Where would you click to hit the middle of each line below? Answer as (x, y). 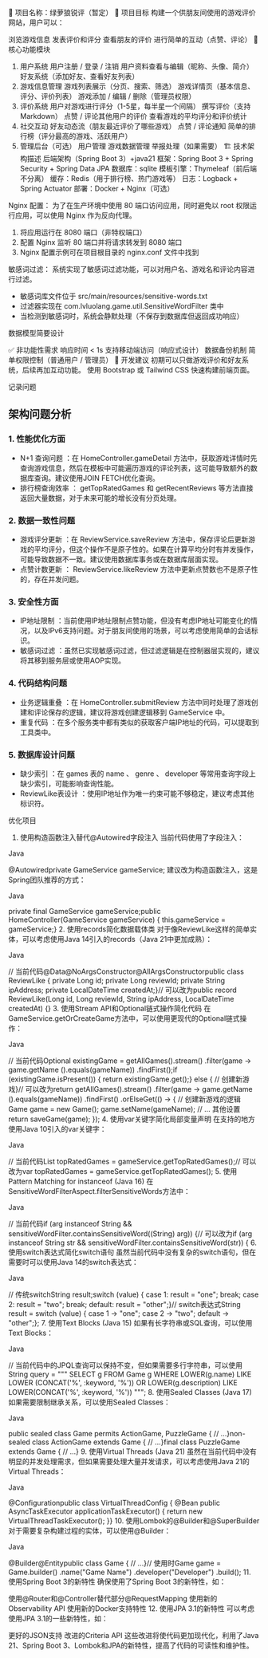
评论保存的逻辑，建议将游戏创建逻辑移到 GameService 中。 (132, 712)
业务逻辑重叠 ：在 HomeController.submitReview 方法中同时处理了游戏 (135, 702)
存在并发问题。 (59, 579)
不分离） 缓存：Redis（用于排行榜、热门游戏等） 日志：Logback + (129, 178)
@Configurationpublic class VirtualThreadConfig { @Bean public (114, 1502)
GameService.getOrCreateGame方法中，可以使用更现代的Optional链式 (124, 1018)
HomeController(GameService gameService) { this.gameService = (117, 920)
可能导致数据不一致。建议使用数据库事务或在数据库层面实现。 (121, 559)
